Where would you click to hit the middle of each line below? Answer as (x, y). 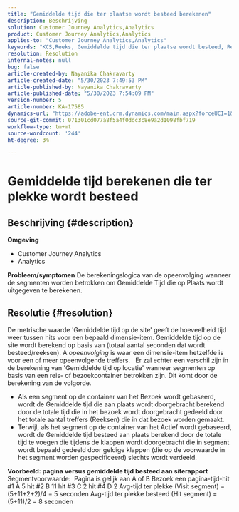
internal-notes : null (39, 61)
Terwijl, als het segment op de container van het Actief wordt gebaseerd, (124, 427)
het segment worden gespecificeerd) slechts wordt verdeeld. (107, 458)
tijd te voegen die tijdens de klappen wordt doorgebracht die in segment (123, 442)
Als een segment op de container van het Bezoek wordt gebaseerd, (117, 397)
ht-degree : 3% (28, 140)
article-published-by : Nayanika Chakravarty (74, 87)
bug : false (23, 67)
